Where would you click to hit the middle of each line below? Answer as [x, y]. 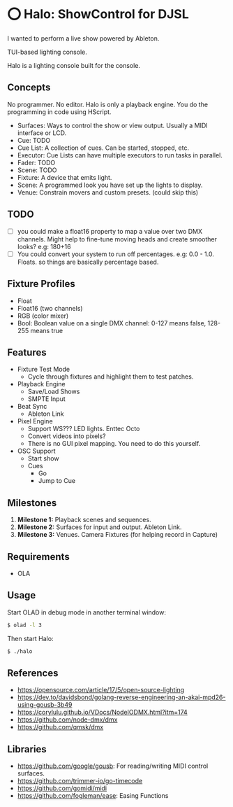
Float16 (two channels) [50, 308]
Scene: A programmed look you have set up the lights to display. [110, 185]
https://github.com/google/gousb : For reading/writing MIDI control [113, 766]
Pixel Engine [35, 421]
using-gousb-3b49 [45, 705]
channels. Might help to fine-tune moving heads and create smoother [117, 239]
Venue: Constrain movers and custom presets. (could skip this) [108, 192]
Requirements [38, 557]
